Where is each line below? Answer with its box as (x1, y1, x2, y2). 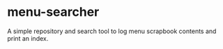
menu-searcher (7, 4, 100, 20)
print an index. (7, 34, 49, 42)
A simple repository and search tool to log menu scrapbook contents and (7, 27, 217, 35)
